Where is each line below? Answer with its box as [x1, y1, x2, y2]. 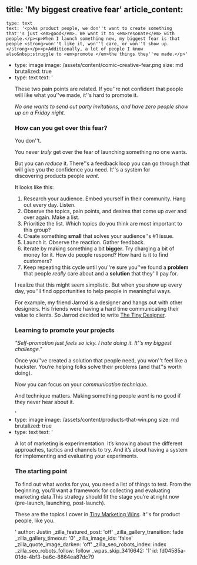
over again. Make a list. [23, 214, 80, 221]
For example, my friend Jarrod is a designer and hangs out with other [14, 299, 183, 306]
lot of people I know [90, 46, 143, 52]
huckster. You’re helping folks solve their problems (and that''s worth [14, 364, 182, 371]
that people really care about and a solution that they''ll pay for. [23, 270, 178, 277]
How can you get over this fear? [14, 123, 108, 132]
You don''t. [14, 137, 42, 144]
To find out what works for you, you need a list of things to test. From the [14, 480, 192, 487]
